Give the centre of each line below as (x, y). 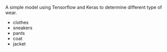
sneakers (22, 28)
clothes (21, 22)
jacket (19, 44)
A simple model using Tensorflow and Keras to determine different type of (84, 7)
